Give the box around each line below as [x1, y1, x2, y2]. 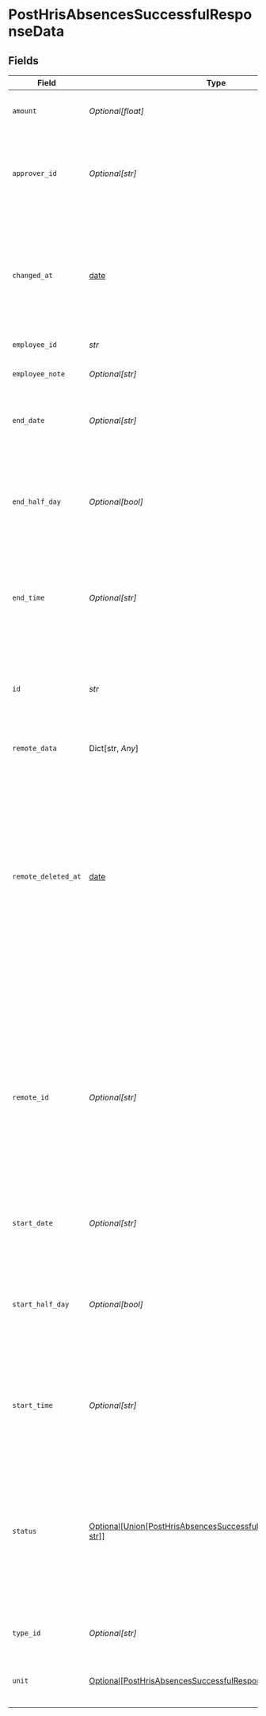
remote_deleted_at [12, 872, 82, 881]
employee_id [12, 340, 58, 349]
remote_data [12, 743, 58, 753]
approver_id [12, 169, 58, 177]
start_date [12, 1218, 53, 1227]
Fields [8, 54, 40, 67]
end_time [12, 593, 45, 602]
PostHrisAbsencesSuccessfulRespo [8, 6, 253, 24]
